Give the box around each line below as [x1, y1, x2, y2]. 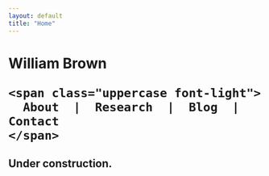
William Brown [8, 54, 107, 73]
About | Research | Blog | [23, 99, 240, 115]
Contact [8, 114, 60, 129]
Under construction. [8, 157, 113, 170]
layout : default [8, 11, 63, 20]
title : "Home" [8, 19, 56, 27]
